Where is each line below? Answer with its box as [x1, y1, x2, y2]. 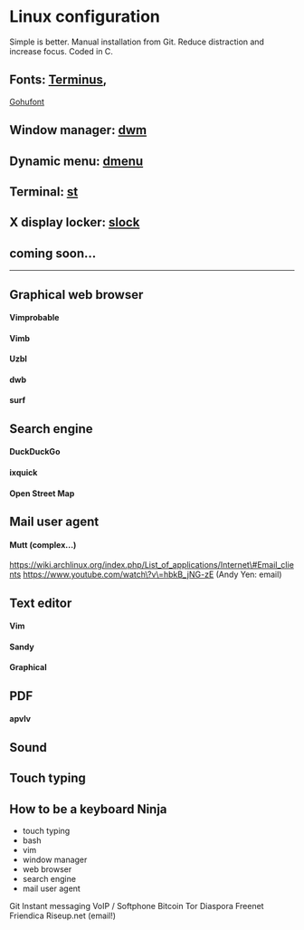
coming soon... [9, 245, 97, 261]
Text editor [9, 595, 72, 610]
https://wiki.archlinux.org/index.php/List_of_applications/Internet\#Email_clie [9, 560, 294, 570]
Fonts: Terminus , [9, 72, 108, 88]
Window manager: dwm [9, 122, 147, 138]
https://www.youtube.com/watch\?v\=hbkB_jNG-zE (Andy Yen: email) [23, 569, 282, 580]
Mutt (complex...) [9, 539, 77, 550]
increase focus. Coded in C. [9, 45, 113, 56]
